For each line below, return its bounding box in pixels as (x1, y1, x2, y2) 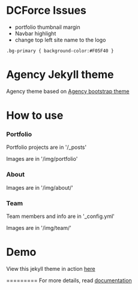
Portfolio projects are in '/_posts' (6, 143, 87, 151)
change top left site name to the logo (14, 36, 106, 43)
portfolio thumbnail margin (14, 23, 81, 31)
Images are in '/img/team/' (6, 224, 72, 231)
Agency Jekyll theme (6, 68, 114, 82)
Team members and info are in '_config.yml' (6, 213, 115, 220)
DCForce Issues (6, 4, 87, 17)
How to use (6, 109, 64, 122)
